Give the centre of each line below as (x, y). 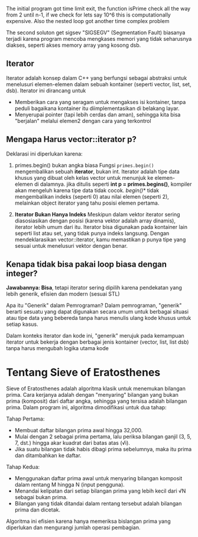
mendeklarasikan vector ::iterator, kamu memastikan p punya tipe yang (100, 240)
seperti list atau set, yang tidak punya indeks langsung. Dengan (92, 233)
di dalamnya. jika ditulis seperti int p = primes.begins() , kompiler (113, 184)
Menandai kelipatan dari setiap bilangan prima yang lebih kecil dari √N (100, 491)
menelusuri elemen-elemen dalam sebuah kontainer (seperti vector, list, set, (99, 84)
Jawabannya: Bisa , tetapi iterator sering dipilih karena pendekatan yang (94, 288)
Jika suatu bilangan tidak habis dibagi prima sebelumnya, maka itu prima (103, 449)
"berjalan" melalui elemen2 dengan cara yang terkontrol (83, 121)
